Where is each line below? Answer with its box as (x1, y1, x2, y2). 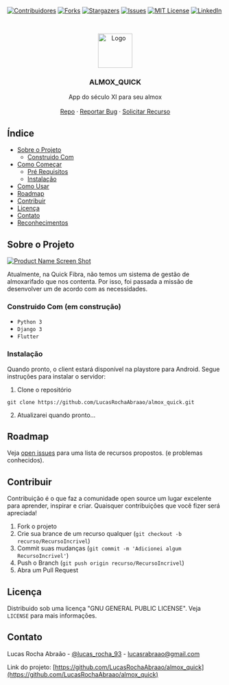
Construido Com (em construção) (7, 302, 121, 311)
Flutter (16, 333, 39, 340)
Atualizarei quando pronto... (16, 411, 96, 419)
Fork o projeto (16, 522, 57, 530)
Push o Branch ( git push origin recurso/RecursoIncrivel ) (16, 559, 185, 567)
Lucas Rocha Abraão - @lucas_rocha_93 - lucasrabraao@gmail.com (7, 649, 200, 658)
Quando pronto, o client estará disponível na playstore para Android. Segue (7, 365, 220, 373)
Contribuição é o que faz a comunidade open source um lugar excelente (7, 495, 212, 503)
